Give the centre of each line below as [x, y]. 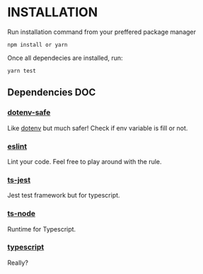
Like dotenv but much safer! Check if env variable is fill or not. [98, 128]
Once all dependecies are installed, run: [65, 58]
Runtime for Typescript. [42, 229]
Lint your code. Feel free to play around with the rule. [85, 161]
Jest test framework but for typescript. [64, 196]
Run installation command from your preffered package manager [102, 32]
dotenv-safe [29, 112]
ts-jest [19, 179]
